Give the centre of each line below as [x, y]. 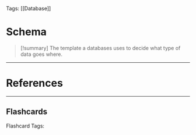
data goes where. [41, 54]
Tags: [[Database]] [29, 8]
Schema [26, 32]
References [34, 83]
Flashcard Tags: [25, 126]
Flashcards [27, 112]
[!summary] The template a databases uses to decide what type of [100, 48]
